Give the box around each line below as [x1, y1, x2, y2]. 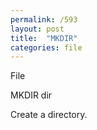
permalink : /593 [10, 14, 78, 25]
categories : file [10, 42, 83, 53]
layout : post [10, 24, 65, 34]
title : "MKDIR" [10, 33, 78, 43]
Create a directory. [10, 109, 88, 121]
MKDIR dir [10, 89, 53, 101]
